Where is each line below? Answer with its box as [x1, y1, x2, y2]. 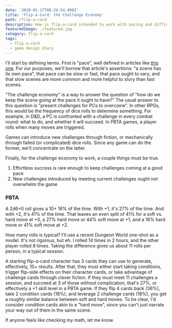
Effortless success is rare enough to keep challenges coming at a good [12, 165, 163, 171]
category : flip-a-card [5, 31, 54, 36]
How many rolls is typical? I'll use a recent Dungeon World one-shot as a [5, 232, 159, 238]
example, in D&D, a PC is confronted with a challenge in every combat [5, 113, 153, 119]
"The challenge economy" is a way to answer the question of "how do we [5, 91, 160, 97]
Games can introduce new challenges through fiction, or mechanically [5, 134, 153, 140]
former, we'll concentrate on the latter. [5, 145, 86, 151]
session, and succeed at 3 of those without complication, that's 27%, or [5, 280, 157, 286]
